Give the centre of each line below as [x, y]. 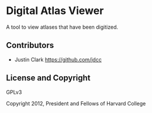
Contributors [30, 45]
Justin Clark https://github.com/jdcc [58, 59]
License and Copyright [48, 78]
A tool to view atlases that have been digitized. [62, 27]
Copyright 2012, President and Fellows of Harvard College [76, 103]
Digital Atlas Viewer [55, 11]
